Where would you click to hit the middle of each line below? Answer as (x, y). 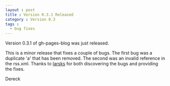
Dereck (13, 79)
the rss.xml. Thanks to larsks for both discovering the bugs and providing (82, 64)
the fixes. (15, 69)
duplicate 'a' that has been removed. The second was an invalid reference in (85, 58)
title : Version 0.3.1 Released (39, 15)
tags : (12, 24)
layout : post (20, 10)
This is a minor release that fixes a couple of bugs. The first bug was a (79, 53)
